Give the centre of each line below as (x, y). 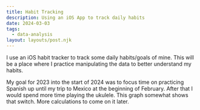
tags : (13, 29)
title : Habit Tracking (35, 12)
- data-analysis (32, 35)
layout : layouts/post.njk (39, 40)
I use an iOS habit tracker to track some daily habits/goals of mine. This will (100, 57)
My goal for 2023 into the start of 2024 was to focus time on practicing (95, 82)
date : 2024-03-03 (28, 23)
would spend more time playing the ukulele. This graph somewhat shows (98, 95)
